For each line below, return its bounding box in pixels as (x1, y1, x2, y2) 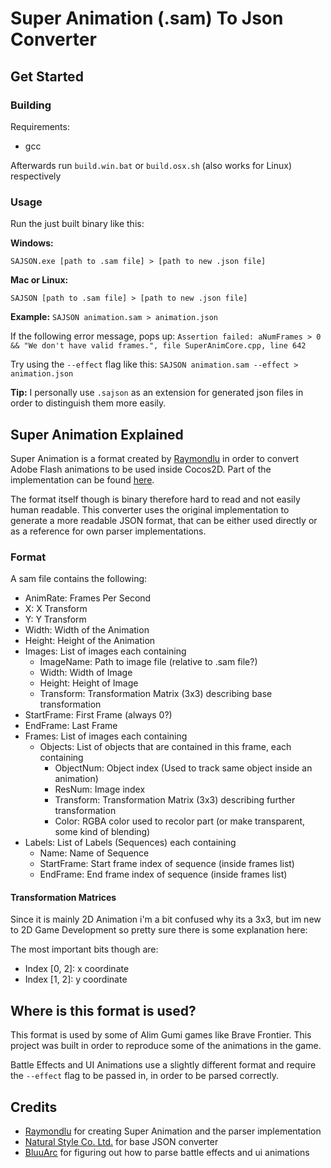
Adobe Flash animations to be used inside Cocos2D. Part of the (10, 463, 272, 475)
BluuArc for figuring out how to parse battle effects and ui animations (24, 1147, 310, 1159)
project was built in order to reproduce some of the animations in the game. (10, 1040, 322, 1052)
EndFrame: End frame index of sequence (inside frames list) (39, 868, 288, 881)
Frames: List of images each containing (24, 730, 188, 742)
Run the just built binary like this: (10, 218, 145, 230)
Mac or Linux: (10, 274, 69, 286)
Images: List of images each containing (24, 645, 187, 657)
